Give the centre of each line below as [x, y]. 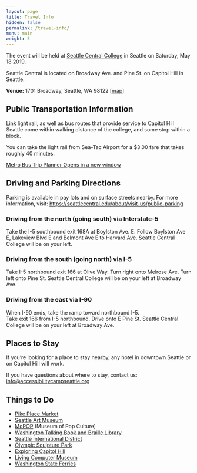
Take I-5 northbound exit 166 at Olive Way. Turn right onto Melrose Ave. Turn [99, 272]
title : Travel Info [30, 17]
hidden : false [24, 22]
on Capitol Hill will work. [35, 364]
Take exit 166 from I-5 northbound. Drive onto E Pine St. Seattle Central [92, 319]
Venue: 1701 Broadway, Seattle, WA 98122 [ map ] [65, 91]
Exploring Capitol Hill [40, 451]
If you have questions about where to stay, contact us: [72, 375]
